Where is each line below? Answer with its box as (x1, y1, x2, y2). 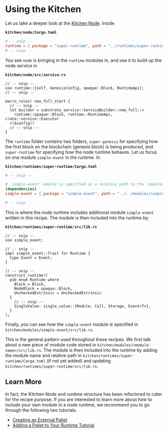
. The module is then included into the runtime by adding (40, 347, 157, 353)
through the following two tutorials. (5, 407, 77, 413)
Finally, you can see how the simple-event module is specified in (5, 321, 138, 327)
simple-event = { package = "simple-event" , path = (5, 191, 115, 197)
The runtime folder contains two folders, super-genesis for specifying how (5, 138, 158, 144)
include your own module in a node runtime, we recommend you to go (5, 401, 150, 408)
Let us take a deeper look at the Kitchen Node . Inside (5, 20, 115, 26)
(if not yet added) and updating (46, 358, 111, 364)
